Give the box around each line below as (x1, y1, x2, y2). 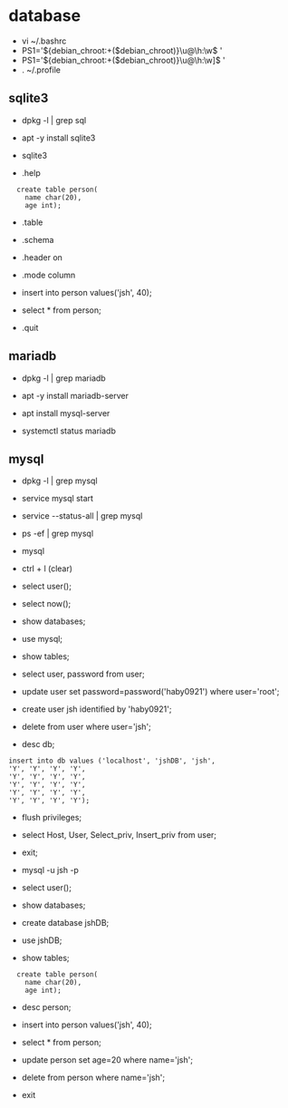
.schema (21, 234, 54, 245)
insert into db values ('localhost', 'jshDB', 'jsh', (8, 756, 216, 766)
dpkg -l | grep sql (21, 114, 87, 125)
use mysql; (21, 634, 63, 645)
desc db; (21, 739, 55, 750)
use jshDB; (21, 935, 62, 946)
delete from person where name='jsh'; (21, 1072, 165, 1084)
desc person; (21, 1002, 72, 1013)
